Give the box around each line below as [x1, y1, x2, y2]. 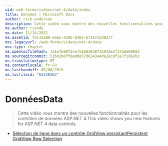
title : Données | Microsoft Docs [5, 12, 75, 17]
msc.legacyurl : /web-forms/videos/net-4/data [5, 40, 101, 45]
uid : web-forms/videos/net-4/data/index [5, 7, 91, 12]
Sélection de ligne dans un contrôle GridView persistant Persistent [12, 130, 148, 136]
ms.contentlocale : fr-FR [5, 63, 57, 68]
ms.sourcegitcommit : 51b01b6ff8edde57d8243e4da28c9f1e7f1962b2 [5, 53, 140, 59]
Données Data [5, 94, 63, 105]
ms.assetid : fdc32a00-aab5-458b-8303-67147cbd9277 [5, 35, 113, 40]
